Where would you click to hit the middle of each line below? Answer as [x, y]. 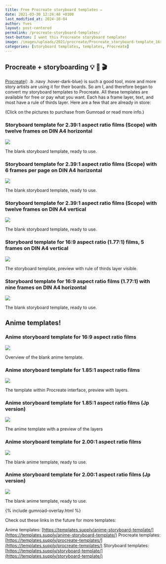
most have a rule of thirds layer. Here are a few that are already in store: [78, 102]
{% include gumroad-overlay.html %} [43, 511]
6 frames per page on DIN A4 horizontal [54, 170]
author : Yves [19, 23]
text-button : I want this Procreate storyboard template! [66, 38]
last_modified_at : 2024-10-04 [36, 19]
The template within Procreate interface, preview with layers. [67, 390]
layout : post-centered [28, 28]
